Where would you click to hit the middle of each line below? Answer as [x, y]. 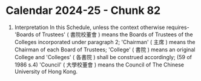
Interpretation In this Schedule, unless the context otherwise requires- [102, 27]
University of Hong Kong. [46, 71]
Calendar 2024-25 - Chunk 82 [83, 11]
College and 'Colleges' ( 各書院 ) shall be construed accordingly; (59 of [103, 57]
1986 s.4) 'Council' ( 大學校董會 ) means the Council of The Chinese [99, 65]
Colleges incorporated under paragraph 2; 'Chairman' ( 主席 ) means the [105, 42]
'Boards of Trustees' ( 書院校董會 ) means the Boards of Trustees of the [104, 34]
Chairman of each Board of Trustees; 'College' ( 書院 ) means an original [105, 50]
